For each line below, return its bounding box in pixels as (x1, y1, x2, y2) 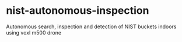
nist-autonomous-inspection (6, 4, 149, 17)
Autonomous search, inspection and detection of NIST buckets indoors (6, 23, 177, 30)
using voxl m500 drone (6, 29, 62, 36)
